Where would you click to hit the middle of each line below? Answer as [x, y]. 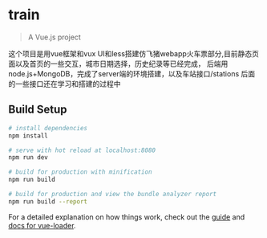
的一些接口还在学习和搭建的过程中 [65, 84]
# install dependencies [48, 128]
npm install [28, 135]
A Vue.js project [55, 37]
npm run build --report [48, 201]
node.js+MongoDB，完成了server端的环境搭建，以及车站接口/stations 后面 [132, 73]
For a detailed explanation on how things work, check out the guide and [127, 217]
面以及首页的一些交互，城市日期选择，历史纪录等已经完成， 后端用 [118, 64]
